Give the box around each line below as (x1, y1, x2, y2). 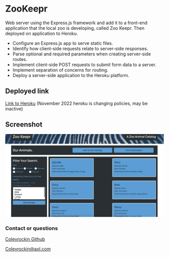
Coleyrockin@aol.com (5, 246, 51, 252)
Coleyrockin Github (5, 236, 45, 242)
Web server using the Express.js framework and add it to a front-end (5, 20, 147, 26)
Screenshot (5, 120, 43, 129)
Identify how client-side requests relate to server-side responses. (12, 45, 148, 51)
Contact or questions (5, 225, 58, 232)
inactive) (5, 105, 24, 111)
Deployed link (5, 87, 49, 96)
